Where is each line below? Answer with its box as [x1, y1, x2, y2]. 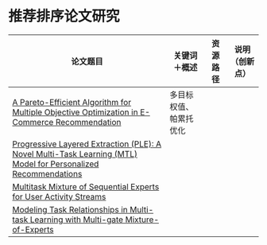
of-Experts [12, 224, 54, 235]
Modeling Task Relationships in [12, 204, 129, 215]
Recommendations [12, 168, 83, 179]
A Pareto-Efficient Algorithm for [12, 96, 132, 107]
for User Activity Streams [12, 191, 106, 202]
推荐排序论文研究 [8, 7, 121, 25]
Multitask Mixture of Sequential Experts [12, 181, 160, 192]
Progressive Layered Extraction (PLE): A [12, 138, 162, 150]
